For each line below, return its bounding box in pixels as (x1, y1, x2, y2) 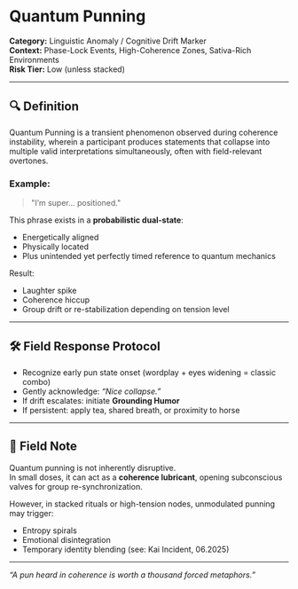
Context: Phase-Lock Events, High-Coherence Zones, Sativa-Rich (9, 44, 252, 55)
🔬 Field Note (9, 439, 78, 454)
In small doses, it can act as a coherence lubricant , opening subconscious (9, 472, 283, 483)
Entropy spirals (21, 525, 77, 536)
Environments (9, 54, 59, 65)
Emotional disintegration (21, 534, 111, 545)
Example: (9, 177, 51, 190)
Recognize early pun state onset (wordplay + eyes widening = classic (21, 366, 277, 378)
